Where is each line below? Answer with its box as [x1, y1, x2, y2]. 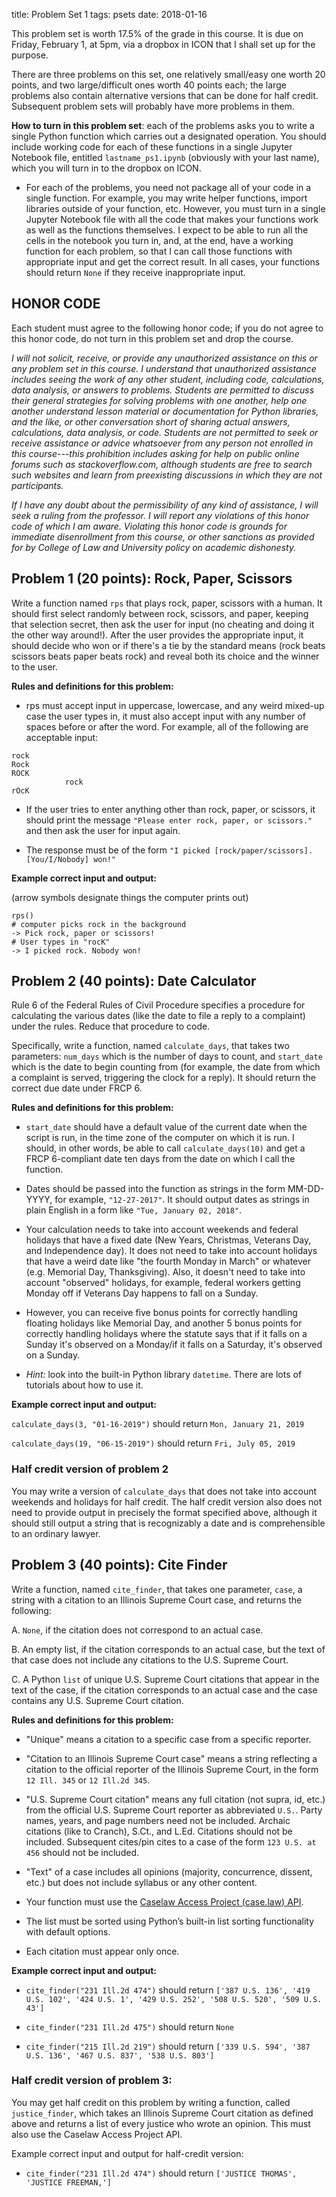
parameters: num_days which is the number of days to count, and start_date [11, 1050, 323, 1063]
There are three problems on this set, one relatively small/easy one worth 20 [11, 69, 326, 80]
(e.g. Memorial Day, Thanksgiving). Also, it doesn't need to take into [25, 1266, 306, 1278]
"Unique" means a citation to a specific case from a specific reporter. [25, 1733, 312, 1745]
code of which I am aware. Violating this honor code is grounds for [11, 520, 288, 532]
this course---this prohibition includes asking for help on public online [11, 447, 300, 459]
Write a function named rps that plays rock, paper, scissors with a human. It [11, 597, 323, 609]
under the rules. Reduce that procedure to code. [11, 1020, 211, 1033]
